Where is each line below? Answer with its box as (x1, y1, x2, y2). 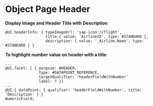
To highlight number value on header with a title (5, 51, 106, 57)
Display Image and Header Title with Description (5, 20, 108, 26)
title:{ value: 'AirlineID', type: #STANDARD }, (45, 34, 149, 39)
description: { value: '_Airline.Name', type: (45, 38, 144, 43)
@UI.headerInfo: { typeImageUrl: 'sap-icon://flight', (5, 29, 122, 34)
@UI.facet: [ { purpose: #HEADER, (5, 65, 77, 70)
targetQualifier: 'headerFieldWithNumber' (38, 74, 128, 79)
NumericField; (5, 96, 35, 101)
